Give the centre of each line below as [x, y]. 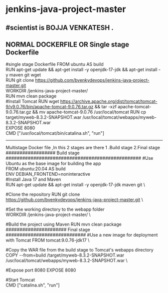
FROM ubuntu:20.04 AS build [36, 169]
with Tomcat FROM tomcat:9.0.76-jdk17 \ [48, 240]
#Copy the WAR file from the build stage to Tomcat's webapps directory [80, 250]
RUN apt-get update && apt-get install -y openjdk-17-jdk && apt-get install [82, 70]
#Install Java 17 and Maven [33, 179]
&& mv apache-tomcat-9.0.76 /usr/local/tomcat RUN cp [89, 112]
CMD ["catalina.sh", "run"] [33, 285]
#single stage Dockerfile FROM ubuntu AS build [55, 64]
